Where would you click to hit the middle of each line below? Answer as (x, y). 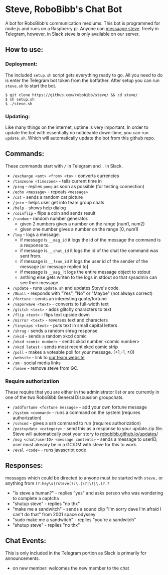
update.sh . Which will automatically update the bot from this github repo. (80, 138)
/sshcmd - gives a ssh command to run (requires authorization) (77, 423)
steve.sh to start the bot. (31, 86)
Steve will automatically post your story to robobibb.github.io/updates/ (85, 434)
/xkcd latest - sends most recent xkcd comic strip (65, 347)
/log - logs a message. (36, 234)
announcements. (23, 558)
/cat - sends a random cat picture (48, 197)
